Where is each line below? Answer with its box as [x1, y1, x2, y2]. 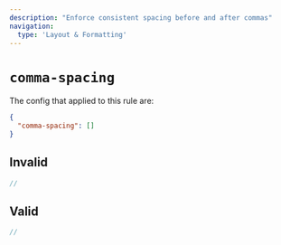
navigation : [9, 22, 54, 31]
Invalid [9, 155, 48, 170]
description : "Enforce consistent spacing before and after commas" [9, 13, 273, 23]
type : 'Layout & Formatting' [17, 30, 127, 39]
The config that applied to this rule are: [9, 96, 155, 107]
